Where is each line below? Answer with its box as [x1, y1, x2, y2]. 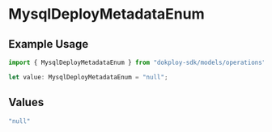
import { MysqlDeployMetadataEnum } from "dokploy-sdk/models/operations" [8, 58, 266, 66]
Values [8, 96, 45, 109]
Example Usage [8, 37, 89, 51]
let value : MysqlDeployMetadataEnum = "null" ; [8, 73, 168, 81]
